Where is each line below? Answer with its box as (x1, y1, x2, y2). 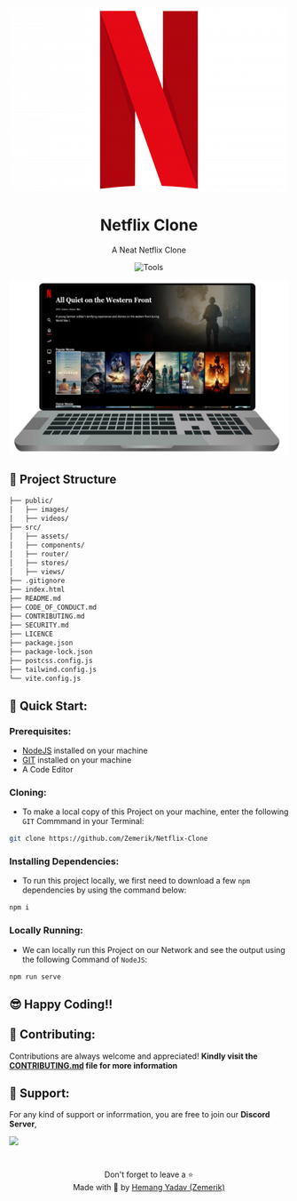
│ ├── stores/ (9, 558, 69, 568)
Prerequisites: (9, 725, 72, 737)
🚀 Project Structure (9, 471, 117, 486)
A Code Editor (21, 764, 74, 774)
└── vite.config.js (9, 674, 82, 684)
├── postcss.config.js (9, 656, 93, 666)
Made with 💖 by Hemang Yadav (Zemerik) (72, 1181, 226, 1192)
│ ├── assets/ (9, 532, 69, 541)
